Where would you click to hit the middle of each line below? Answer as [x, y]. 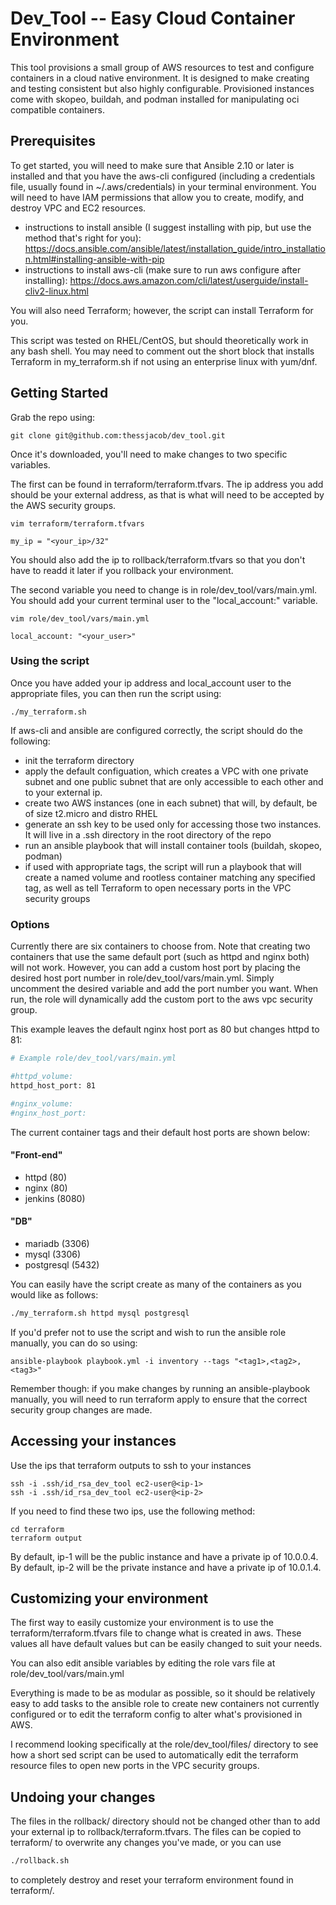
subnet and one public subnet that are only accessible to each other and [174, 781]
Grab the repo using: [53, 417]
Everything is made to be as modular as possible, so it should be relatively [163, 1693]
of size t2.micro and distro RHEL [91, 813]
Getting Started [59, 393]
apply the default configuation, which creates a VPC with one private [166, 771]
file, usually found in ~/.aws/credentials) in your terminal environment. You [163, 186]
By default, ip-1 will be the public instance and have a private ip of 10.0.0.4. [164, 1556]
